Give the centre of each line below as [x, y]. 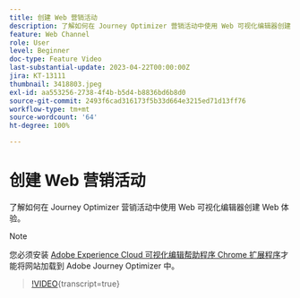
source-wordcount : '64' [54, 117]
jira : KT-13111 [38, 76]
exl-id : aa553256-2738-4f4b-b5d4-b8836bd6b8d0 [98, 92]
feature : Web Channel [50, 34]
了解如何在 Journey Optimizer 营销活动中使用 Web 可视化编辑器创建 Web [144, 207]
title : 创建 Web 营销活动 [54, 17]
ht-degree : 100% [39, 126]
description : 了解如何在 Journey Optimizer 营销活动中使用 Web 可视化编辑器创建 [150, 26]
